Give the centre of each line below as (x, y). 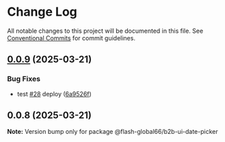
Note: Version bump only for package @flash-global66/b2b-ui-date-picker (112, 132)
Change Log (42, 12)
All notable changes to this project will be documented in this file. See (105, 31)
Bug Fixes (24, 79)
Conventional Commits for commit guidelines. (71, 38)
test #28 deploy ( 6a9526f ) (54, 94)
